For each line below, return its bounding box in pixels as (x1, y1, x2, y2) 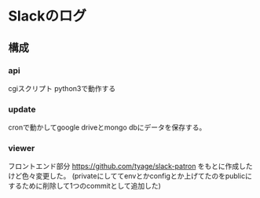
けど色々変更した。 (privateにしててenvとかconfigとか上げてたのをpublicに (8, 171, 253, 181)
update (8, 104, 36, 115)
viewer (8, 143, 35, 154)
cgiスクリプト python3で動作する (8, 83, 116, 93)
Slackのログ (8, 7, 86, 25)
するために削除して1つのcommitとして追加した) (8, 181, 161, 191)
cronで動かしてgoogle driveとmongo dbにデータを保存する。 (8, 123, 207, 132)
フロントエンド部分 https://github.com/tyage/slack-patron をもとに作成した (8, 162, 253, 171)
